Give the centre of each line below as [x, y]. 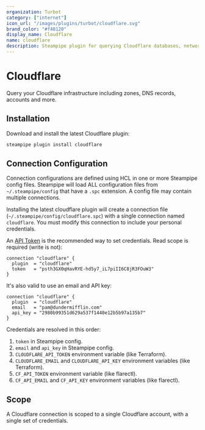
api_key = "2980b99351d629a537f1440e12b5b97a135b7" [79, 313]
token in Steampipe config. [49, 342]
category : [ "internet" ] [37, 18]
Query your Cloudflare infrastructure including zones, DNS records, [91, 93]
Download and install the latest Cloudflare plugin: [68, 133]
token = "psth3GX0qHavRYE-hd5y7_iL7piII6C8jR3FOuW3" [83, 269]
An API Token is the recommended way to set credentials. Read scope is [97, 241]
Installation [28, 119]
